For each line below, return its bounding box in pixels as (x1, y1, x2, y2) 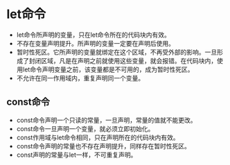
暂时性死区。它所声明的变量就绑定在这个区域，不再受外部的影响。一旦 (16, 48, 218, 56)
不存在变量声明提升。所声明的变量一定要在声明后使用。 (16, 39, 175, 47)
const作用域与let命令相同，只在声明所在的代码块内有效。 (16, 133, 179, 141)
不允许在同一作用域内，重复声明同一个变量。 (16, 73, 145, 82)
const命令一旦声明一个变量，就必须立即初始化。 (16, 124, 154, 132)
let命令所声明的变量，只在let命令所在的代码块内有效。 (16, 31, 171, 39)
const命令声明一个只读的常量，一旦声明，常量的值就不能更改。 (16, 116, 197, 124)
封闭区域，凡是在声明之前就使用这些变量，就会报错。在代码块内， (28, 56, 218, 64)
